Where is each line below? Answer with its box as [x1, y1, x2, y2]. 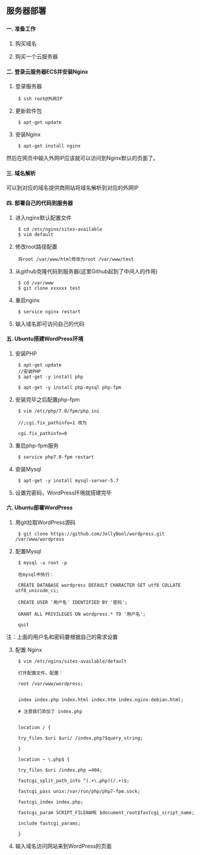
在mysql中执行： [18, 571, 55, 578]
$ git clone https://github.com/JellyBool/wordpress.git [18, 531, 165, 537]
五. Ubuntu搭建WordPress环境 [6, 335, 84, 343]
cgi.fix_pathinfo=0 [18, 430, 67, 436]
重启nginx [15, 296, 40, 304]
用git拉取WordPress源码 [15, 518, 76, 526]
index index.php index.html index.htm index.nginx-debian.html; [18, 696, 184, 703]
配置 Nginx [15, 646, 42, 653]
